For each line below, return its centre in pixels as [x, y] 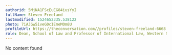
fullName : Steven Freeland [34, 15]
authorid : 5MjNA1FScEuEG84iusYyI [41, 10]
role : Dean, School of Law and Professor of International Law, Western [84, 34]
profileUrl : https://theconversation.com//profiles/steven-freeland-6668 [86, 29]
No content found [24, 48]
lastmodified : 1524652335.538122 [41, 19]
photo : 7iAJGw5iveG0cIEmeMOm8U [39, 24]
